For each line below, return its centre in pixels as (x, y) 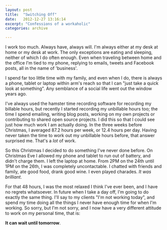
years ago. (16, 94)
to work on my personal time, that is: (43, 213)
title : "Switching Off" (31, 14)
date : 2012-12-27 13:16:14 (35, 19)
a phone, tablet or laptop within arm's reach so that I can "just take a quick (82, 83)
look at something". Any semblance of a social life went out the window (79, 88)
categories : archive (27, 28)
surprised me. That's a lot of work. (41, 141)
